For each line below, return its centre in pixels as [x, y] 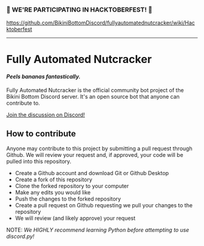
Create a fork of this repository [54, 179]
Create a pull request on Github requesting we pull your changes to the [104, 205]
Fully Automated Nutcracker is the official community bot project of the [95, 90]
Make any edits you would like [53, 192]
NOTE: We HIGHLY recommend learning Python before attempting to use [98, 230]
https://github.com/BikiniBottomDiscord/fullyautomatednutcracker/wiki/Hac [101, 23]
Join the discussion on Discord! [46, 115]
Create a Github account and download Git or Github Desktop [92, 173]
